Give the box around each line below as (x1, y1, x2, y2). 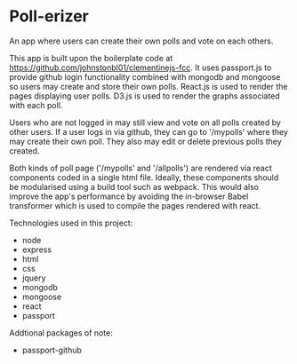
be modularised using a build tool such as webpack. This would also (9, 181, 260, 192)
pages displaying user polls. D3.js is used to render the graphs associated (9, 91, 280, 101)
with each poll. (9, 99, 63, 110)
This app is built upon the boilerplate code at (9, 52, 173, 63)
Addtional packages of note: (9, 327, 113, 338)
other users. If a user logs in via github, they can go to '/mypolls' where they (9, 126, 289, 137)
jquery (21, 273, 46, 283)
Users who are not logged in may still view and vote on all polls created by (9, 117, 282, 128)
